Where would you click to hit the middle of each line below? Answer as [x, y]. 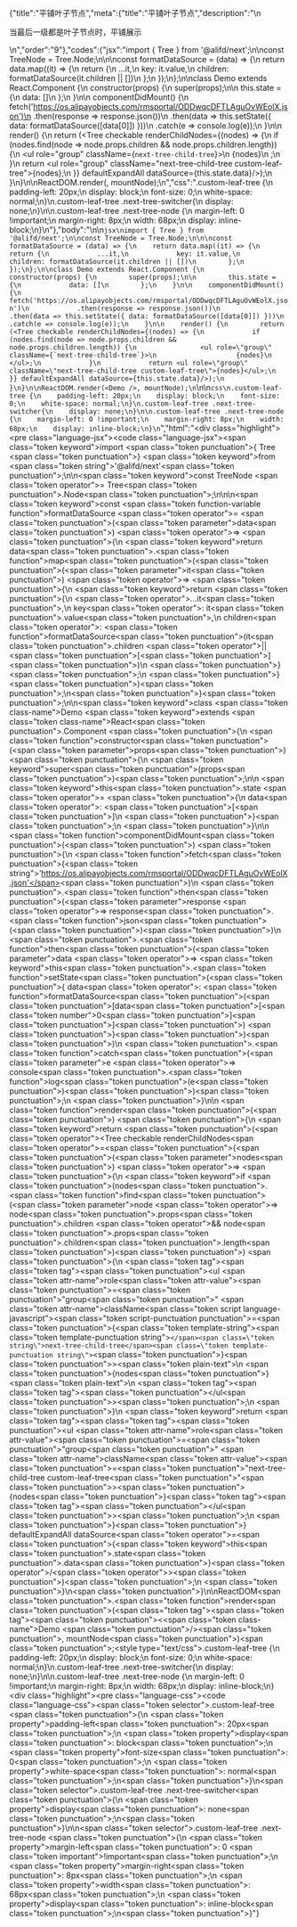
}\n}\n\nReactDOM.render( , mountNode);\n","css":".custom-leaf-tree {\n [141, 182]
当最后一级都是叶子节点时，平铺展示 [76, 32]
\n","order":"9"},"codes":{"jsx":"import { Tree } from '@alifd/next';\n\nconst [147, 50]
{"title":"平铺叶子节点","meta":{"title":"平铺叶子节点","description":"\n [135, 13]
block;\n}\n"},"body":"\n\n [57, 230]
